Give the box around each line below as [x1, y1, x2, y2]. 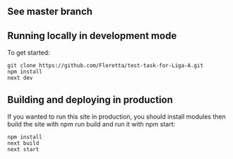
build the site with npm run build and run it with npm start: [7, 120, 176, 129]
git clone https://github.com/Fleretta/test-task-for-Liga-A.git [7, 62, 203, 69]
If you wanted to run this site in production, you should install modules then [7, 112, 226, 121]
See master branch [7, 6, 93, 18]
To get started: [7, 49, 51, 57]
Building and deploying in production [7, 93, 173, 105]
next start [7, 146, 40, 153]
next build [7, 140, 40, 147]
